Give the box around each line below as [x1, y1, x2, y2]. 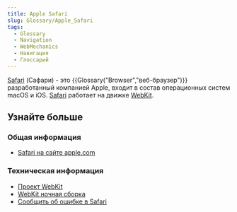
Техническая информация [7, 166, 104, 176]
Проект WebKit [17, 182, 63, 191]
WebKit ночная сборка [17, 189, 86, 198]
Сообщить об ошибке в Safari [17, 197, 108, 206]
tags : [7, 23, 23, 30]
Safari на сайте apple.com [17, 148, 96, 157]
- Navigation [13, 37, 52, 44]
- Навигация [13, 50, 50, 57]
